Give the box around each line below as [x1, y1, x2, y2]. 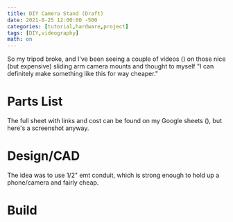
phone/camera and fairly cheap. [7, 178, 99, 187]
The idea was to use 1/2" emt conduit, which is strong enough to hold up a [7, 171, 220, 179]
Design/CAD [7, 148, 80, 164]
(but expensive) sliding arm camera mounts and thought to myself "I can [7, 62, 214, 71]
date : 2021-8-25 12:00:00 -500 [7, 17, 98, 24]
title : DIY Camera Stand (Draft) [7, 10, 104, 17]
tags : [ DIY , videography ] [7, 29, 79, 37]
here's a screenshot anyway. [7, 124, 89, 132]
